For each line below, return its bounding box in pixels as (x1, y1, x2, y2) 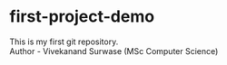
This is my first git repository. (9, 36, 119, 47)
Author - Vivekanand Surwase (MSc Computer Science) (9, 45, 219, 56)
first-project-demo (9, 6, 155, 27)
